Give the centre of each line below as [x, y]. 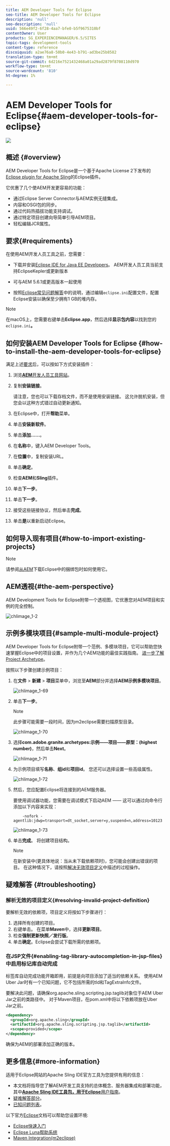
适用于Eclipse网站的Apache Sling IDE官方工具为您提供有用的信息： [75, 1075]
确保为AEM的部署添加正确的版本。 [42, 1044]
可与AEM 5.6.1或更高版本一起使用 [47, 282]
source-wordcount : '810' [32, 71]
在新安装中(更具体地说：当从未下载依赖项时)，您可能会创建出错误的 [83, 861]
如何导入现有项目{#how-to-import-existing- [76, 538]
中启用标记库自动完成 [32, 964]
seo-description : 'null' [32, 24]
